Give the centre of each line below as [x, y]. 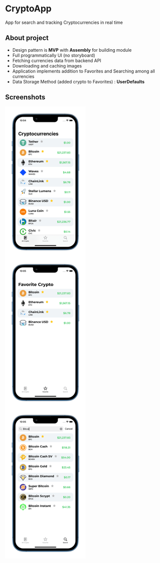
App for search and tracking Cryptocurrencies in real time [64, 22]
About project [27, 38]
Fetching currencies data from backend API [57, 61]
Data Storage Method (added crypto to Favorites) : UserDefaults [78, 81]
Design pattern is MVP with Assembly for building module [72, 50]
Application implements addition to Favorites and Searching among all [83, 71]
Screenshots [25, 97]
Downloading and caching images [47, 66]
